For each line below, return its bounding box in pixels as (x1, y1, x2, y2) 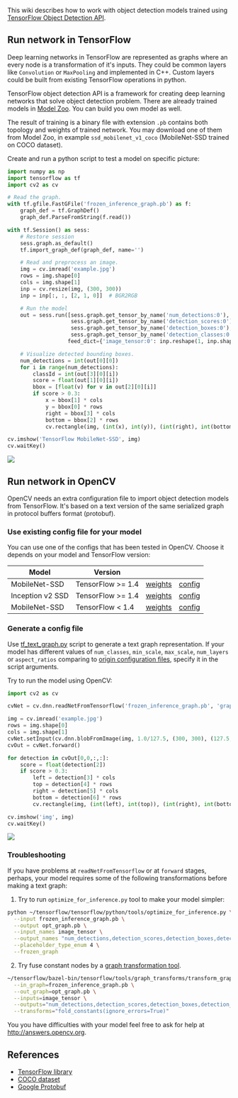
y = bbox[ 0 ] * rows (45, 403, 103, 410)
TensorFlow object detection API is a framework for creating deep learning (7, 89, 225, 98)
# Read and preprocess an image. (20, 259, 119, 267)
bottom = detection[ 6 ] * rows (33, 794, 122, 801)
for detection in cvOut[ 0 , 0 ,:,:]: (7, 754, 110, 761)
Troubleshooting (7, 850, 66, 860)
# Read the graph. (7, 194, 62, 201)
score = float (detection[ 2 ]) (20, 761, 106, 768)
